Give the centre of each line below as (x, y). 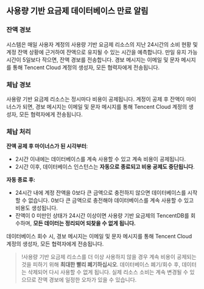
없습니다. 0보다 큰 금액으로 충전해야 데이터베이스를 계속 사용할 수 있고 (111, 200)
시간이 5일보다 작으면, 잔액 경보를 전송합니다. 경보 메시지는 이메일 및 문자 (93, 59)
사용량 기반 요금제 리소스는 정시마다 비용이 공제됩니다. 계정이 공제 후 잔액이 (96, 99)
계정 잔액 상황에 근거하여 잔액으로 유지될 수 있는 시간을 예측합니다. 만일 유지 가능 (102, 52)
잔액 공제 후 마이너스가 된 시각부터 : (47, 146)
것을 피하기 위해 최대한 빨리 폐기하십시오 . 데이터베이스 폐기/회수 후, (101, 265)
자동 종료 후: (21, 180)
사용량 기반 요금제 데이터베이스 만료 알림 (77, 11)
